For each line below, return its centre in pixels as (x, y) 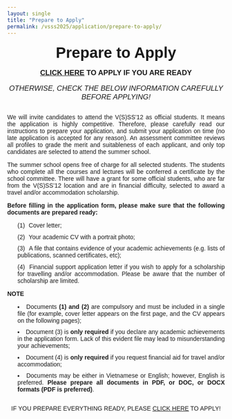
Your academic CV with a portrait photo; (82, 237)
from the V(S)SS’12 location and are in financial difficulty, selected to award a (116, 186)
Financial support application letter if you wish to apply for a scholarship (127, 267)
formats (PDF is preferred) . (56, 390)
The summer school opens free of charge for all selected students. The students (116, 165)
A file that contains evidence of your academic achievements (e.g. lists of (127, 249)
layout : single (29, 14)
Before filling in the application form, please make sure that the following (116, 206)
